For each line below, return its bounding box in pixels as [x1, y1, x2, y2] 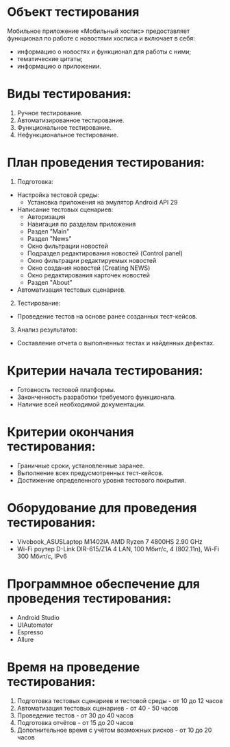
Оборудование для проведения [7, 500, 197, 516]
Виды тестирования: [7, 87, 131, 102]
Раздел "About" [27, 278, 73, 286]
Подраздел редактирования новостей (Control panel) [27, 249, 183, 257]
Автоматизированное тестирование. [16, 116, 125, 124]
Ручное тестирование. [16, 108, 84, 117]
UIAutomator [16, 621, 53, 629]
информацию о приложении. [16, 62, 101, 70]
